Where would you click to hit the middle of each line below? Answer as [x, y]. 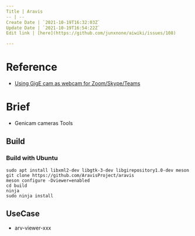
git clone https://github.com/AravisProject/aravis [70, 175]
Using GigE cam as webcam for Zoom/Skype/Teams [77, 84]
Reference [32, 67]
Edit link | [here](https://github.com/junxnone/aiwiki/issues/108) [91, 33]
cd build [17, 185]
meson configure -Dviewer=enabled [48, 181]
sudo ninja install [30, 196]
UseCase [23, 214]
